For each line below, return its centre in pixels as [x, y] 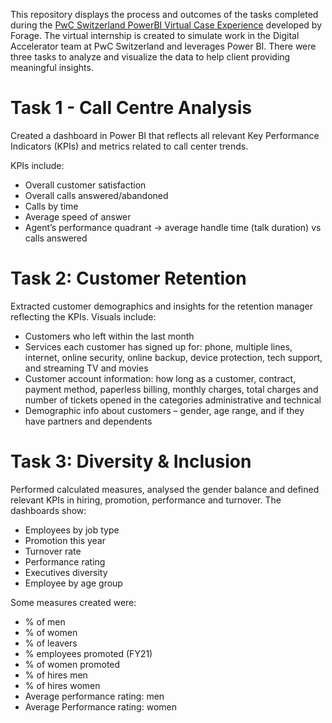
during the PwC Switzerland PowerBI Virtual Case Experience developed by [166, 25]
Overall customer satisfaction [85, 185]
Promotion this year [65, 540]
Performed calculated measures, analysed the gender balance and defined [165, 489]
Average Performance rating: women [100, 706]
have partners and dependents [88, 421]
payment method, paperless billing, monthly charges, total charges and [171, 389]
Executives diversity [66, 572]
